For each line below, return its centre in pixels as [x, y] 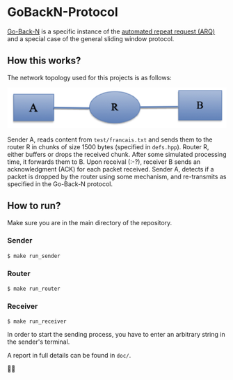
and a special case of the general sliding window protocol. [91, 38]
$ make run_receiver [37, 321]
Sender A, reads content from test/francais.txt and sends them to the [110, 139]
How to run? [34, 206]
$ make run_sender [34, 256]
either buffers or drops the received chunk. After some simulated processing [117, 154]
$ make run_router [34, 289]
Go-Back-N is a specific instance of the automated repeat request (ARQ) [111, 31]
